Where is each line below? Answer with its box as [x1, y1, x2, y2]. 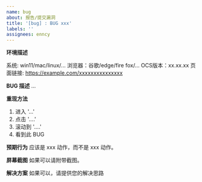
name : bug [6, 8, 32, 15]
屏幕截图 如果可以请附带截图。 [6, 157, 83, 164]
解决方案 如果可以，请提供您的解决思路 [6, 169, 104, 177]
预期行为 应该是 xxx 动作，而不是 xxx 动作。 [6, 144, 117, 151]
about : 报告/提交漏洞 [6, 15, 56, 21]
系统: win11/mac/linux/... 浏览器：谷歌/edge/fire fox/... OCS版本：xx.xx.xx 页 [6, 62, 196, 69]
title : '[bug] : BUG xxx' [6, 20, 72, 26]
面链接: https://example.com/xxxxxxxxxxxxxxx [6, 69, 123, 76]
